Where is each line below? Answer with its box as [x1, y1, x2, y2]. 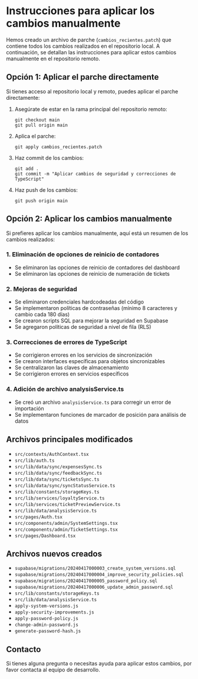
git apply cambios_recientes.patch [14, 143, 103, 150]
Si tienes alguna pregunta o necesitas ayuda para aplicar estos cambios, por [6, 660, 192, 667]
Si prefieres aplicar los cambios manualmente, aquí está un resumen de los [6, 229, 189, 237]
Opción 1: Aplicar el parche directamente [6, 72, 159, 82]
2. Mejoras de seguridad [6, 285, 78, 293]
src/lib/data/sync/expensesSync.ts [14, 463, 103, 470]
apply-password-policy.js [14, 616, 78, 622]
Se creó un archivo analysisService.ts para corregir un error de [14, 399, 171, 406]
